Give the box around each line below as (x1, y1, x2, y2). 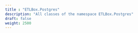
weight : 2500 (5, 20, 32, 26)
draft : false (5, 16, 32, 21)
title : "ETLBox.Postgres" (5, 7, 60, 12)
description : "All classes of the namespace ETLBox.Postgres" (5, 12, 134, 16)
